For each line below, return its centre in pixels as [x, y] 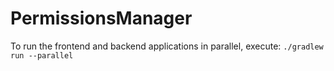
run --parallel [42, 55]
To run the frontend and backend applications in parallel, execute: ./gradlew [167, 46]
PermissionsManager [101, 18]
